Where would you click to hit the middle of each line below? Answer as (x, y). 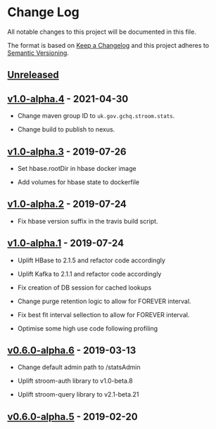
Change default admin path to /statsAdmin (79, 367)
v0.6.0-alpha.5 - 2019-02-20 (73, 417)
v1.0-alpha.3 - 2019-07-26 (67, 152)
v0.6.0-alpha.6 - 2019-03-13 (72, 350)
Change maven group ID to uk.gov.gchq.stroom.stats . (96, 116)
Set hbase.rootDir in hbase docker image (77, 168)
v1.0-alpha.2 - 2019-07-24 (67, 204)
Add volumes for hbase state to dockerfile (78, 182)
